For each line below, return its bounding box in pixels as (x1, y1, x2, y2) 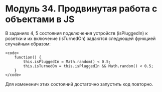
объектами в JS (5, 13, 75, 25)
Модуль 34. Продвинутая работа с (5, 3, 157, 14)
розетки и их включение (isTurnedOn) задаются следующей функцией (5, 35, 156, 41)
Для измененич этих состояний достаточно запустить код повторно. (5, 81, 153, 87)
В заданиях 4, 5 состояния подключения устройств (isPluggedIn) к (5, 30, 148, 36)
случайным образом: (5, 40, 51, 46)
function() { (14, 54, 42, 60)
